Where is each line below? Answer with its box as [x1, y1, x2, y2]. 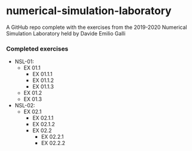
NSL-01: [14, 58, 34, 65]
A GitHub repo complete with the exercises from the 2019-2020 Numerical [6, 24, 187, 31]
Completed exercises [6, 44, 69, 52]
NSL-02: [14, 102, 35, 109]
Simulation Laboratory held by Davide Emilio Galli [6, 29, 126, 37]
